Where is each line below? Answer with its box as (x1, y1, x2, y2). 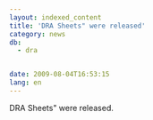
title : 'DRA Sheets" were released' (9, 21, 146, 30)
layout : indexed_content (9, 12, 102, 22)
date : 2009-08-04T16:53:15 (9, 70, 110, 79)
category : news (9, 29, 66, 38)
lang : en (9, 78, 42, 87)
